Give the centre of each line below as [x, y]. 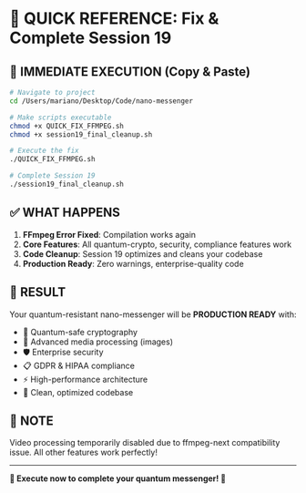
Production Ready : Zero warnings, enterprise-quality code [133, 263]
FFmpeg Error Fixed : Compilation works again [109, 234]
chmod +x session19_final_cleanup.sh [81, 134]
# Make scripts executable [61, 118]
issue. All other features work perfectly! [83, 452]
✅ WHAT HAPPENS [65, 213]
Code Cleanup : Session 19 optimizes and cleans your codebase [143, 253]
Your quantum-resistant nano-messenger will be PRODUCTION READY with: [153, 314]
